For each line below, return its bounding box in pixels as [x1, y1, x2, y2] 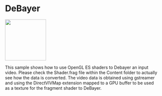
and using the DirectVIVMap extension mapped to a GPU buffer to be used [5, 80, 154, 86]
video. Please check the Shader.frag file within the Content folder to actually [5, 69, 158, 76]
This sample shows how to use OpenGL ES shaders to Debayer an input [5, 64, 149, 70]
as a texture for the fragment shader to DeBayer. [5, 85, 102, 91]
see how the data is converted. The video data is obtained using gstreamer [5, 75, 155, 80]
